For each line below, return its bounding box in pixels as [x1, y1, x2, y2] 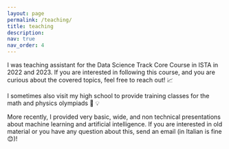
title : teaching [7, 23, 54, 30]
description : [7, 29, 45, 36]
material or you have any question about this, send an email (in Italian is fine [7, 128, 222, 135]
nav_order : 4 [7, 42, 45, 49]
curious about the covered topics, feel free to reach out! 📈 [7, 76, 173, 84]
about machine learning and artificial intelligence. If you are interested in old [7, 120, 223, 128]
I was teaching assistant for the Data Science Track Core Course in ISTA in [7, 61, 219, 69]
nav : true [7, 36, 36, 43]
